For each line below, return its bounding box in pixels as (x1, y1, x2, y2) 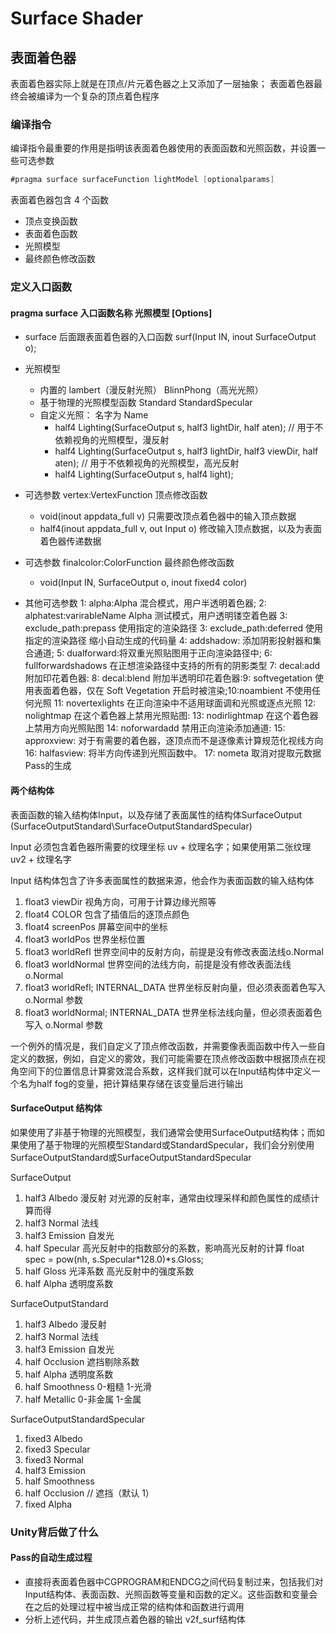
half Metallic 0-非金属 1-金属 (24, 1393, 142, 1405)
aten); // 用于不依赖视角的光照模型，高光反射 (54, 457, 240, 469)
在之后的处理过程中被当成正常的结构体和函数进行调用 (24, 1600, 245, 1612)
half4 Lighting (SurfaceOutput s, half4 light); (54, 468, 234, 481)
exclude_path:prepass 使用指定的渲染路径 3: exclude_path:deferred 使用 (24, 622, 324, 634)
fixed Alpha (24, 1498, 73, 1510)
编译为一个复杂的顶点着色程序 (36, 90, 160, 102)
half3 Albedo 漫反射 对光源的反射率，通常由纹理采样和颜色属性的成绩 (24, 1192, 311, 1204)
